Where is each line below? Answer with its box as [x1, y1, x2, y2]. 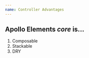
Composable [12, 38, 38, 44]
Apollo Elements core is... [5, 25, 85, 34]
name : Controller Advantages [5, 7, 64, 12]
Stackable [12, 43, 33, 49]
